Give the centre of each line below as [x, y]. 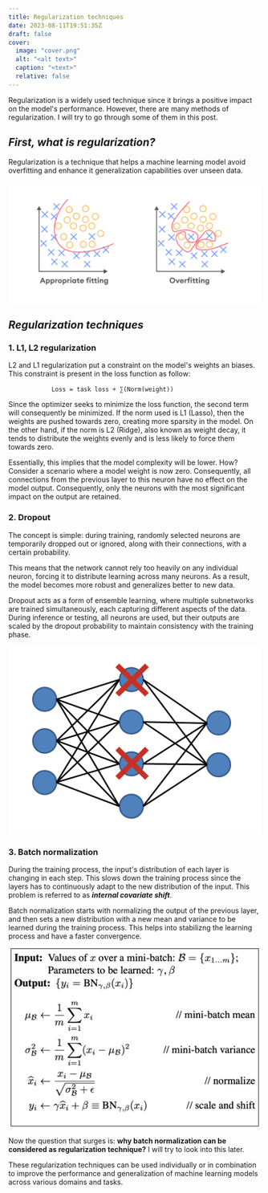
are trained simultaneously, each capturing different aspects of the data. [128, 609]
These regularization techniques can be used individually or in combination [132, 1165]
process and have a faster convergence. [75, 936]
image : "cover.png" [48, 51]
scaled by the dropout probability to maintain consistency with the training [131, 625]
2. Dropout [29, 518]
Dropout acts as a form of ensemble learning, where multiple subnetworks [131, 600]
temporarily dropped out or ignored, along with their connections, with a [128, 544]
